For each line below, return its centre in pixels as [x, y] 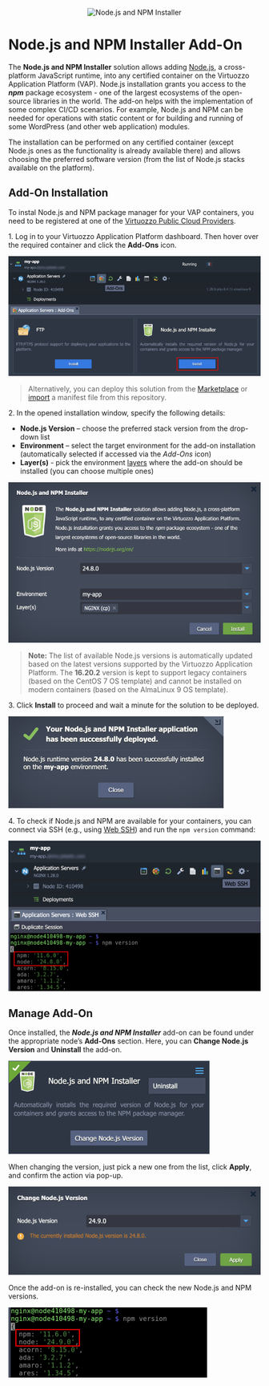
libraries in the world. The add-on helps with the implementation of [143, 101]
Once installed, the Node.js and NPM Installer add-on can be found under [131, 1033]
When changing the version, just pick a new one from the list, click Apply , [130, 1167]
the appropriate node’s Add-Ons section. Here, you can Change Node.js [128, 1041]
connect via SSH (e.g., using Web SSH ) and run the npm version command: [132, 829]
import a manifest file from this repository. [97, 398]
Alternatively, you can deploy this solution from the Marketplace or [138, 389]
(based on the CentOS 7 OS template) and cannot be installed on [135, 681]
